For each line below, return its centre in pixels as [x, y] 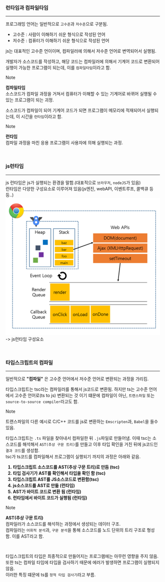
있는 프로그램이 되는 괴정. [30, 100]
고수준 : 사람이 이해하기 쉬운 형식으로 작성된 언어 [59, 34]
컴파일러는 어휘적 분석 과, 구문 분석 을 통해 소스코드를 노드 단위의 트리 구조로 [76, 530]
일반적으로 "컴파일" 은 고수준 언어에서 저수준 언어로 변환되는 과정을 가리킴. [77, 379]
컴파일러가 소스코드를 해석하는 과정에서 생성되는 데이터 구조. [63, 524]
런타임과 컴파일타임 [27, 7]
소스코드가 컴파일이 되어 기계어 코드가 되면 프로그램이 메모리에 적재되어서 [76, 110]
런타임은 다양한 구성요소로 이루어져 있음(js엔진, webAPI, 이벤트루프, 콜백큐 [77, 188]
